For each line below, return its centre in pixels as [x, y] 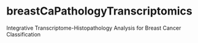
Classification [24, 34]
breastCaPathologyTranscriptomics [99, 11]
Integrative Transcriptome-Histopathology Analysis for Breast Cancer [94, 28]
